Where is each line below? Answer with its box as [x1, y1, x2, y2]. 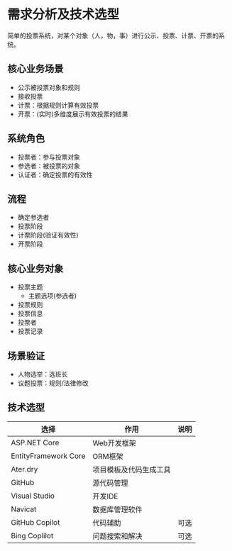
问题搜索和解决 [92, 531, 143, 541]
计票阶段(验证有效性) [17, 231, 79, 240]
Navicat [11, 504, 37, 514]
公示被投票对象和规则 [17, 83, 80, 91]
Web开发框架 [92, 438, 137, 447]
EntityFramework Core [11, 451, 86, 461]
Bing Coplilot [11, 530, 54, 540]
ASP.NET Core [11, 438, 60, 447]
